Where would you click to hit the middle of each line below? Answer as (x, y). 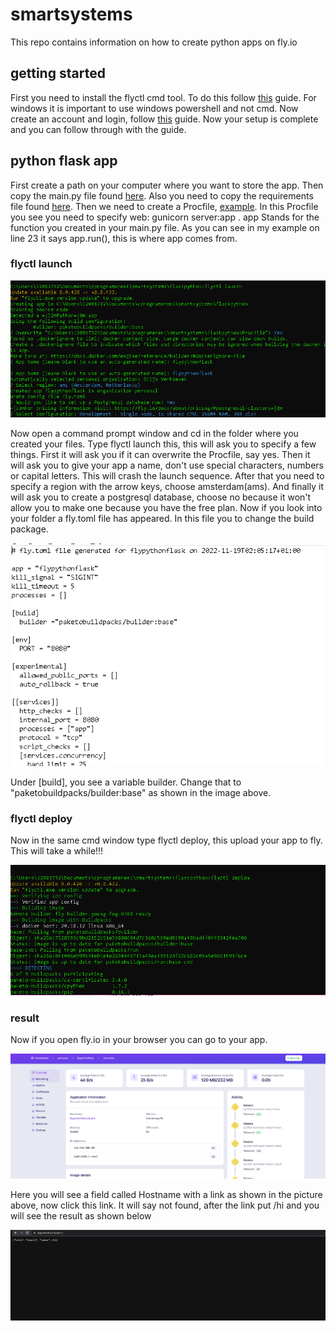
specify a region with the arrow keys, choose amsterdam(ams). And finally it (167, 487)
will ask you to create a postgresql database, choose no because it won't (161, 497)
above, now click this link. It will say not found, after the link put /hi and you (165, 1205)
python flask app (64, 161)
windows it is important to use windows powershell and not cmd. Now (154, 108)
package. (29, 529)
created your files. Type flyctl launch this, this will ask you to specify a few (163, 444)
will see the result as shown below (81, 1216)
